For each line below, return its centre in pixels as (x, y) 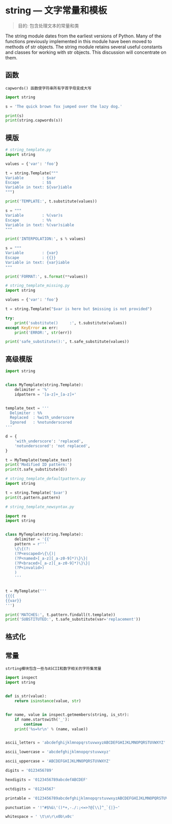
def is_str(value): (26, 696)
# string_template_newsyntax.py (40, 507)
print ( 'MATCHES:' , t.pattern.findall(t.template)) (60, 615)
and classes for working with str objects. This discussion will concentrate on (86, 52)
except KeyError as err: (32, 328)
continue (33, 724)
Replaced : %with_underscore (42, 418)
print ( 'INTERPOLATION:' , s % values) (46, 239)
